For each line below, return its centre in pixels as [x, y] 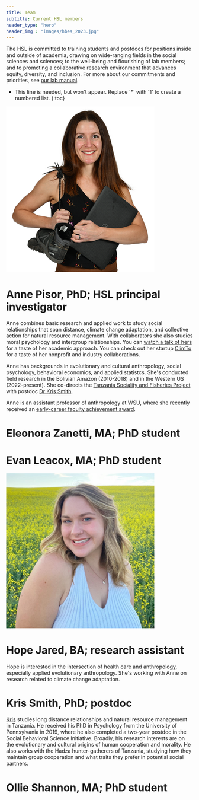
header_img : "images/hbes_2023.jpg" [53, 31]
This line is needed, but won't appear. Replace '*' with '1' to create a [98, 92]
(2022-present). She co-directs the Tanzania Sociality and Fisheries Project [98, 385]
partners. [17, 764]
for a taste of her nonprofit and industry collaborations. [73, 355]
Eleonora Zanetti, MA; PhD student [93, 433]
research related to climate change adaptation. [63, 679]
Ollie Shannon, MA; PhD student [87, 787]
